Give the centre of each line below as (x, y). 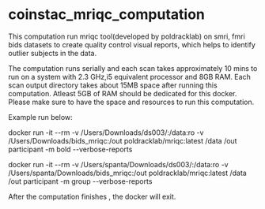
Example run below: (40, 117)
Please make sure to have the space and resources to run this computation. (131, 102)
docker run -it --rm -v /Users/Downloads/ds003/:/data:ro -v (106, 132)
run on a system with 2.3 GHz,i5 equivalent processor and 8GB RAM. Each (129, 77)
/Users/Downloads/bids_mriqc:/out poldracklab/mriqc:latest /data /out (123, 140)
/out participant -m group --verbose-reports (80, 181)
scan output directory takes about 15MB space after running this (113, 85)
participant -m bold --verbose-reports (70, 149)
